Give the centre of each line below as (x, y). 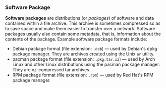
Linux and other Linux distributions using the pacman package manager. (86, 65)
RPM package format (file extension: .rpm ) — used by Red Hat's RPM (83, 75)
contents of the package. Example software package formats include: (76, 39)
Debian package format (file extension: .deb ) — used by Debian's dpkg (85, 49)
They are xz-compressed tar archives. (51, 70)
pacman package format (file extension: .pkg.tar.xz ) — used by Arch (83, 59)
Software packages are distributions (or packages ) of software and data (80, 18)
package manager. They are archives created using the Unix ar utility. (83, 54)
